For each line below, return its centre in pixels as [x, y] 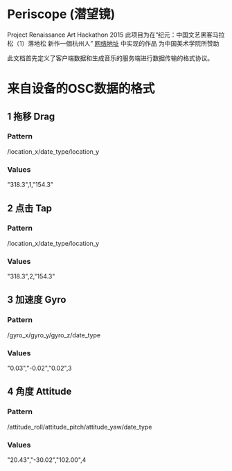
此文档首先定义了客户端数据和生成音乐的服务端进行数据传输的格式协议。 [110, 58]
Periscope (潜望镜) [61, 14]
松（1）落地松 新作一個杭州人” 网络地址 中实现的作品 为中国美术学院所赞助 [113, 43]
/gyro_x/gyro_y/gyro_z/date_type [54, 335]
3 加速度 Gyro [37, 300]
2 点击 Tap [30, 208]
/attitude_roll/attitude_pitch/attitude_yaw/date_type [80, 427]
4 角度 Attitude [39, 392]
